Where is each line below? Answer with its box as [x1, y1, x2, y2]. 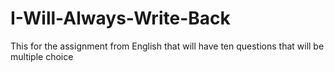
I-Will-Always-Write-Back [10, 7, 231, 30]
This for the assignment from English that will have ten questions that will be [10, 40, 325, 52]
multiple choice [10, 50, 74, 62]
